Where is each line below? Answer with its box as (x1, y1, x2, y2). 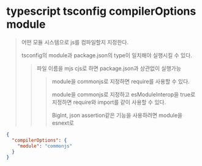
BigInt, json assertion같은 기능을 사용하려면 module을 (51, 111, 182, 119)
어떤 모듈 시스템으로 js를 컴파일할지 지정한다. (21, 38, 129, 45)
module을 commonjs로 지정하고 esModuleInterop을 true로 (51, 90, 196, 98)
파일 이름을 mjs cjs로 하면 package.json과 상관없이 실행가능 (36, 65, 182, 72)
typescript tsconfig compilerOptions (6, 4, 196, 18)
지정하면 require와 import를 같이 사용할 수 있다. (51, 98, 166, 106)
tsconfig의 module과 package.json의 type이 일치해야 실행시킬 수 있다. (21, 51, 193, 59)
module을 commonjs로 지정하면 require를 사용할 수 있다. (51, 77, 190, 85)
